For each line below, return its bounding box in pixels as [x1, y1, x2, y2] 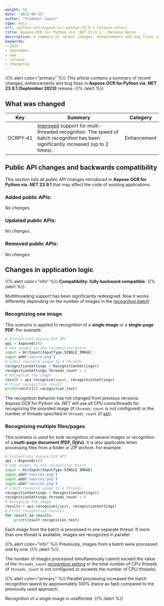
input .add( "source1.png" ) [5, 472, 58, 477]
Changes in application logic [5, 266, 94, 274]
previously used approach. [5, 586, 59, 592]
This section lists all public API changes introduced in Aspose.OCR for [5, 176, 147, 182]
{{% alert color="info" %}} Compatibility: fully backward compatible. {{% [5, 279, 156, 284]
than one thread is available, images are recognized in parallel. [5, 531, 131, 538]
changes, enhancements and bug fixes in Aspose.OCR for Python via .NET [5, 80, 157, 86]
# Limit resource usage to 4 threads [5, 359, 82, 364]
